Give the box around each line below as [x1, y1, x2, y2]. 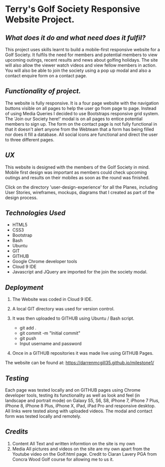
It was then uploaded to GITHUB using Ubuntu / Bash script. [12, 315, 134, 321]
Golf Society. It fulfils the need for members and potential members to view [5, 52, 158, 58]
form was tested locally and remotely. [5, 413, 81, 419]
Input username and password [19, 341, 82, 347]
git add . [19, 325, 37, 331]
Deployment [5, 283, 43, 292]
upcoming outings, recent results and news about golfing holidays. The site [5, 57, 158, 63]
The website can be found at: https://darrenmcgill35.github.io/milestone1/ [5, 360, 154, 366]
